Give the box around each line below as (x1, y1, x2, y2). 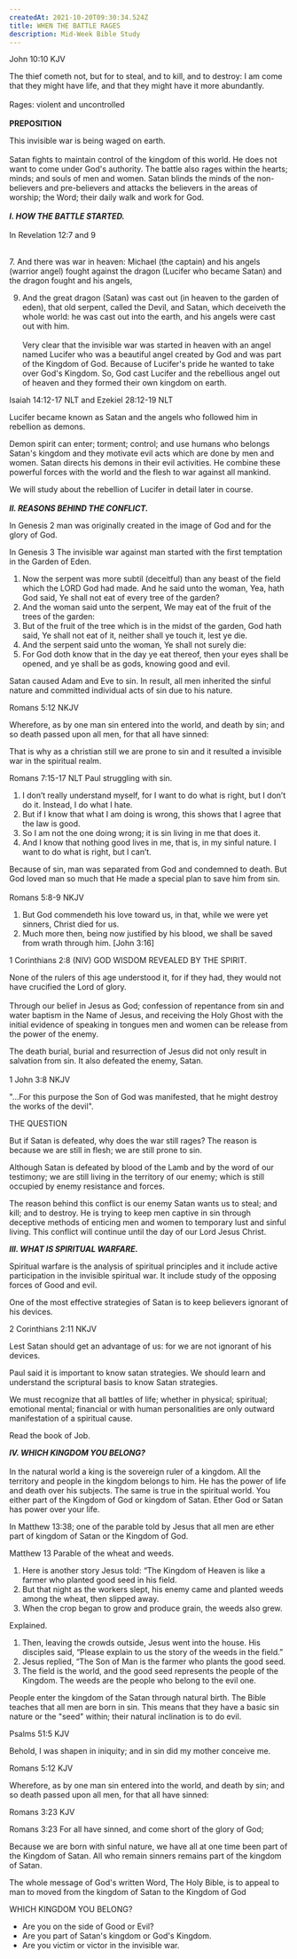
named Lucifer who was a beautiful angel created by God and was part (21, 349, 282, 360)
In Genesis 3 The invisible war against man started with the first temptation (9, 547, 283, 558)
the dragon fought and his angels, (9, 275, 133, 286)
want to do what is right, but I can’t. (21, 847, 152, 857)
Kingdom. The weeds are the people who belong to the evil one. (21, 1676, 257, 1686)
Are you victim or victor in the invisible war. (21, 1940, 180, 1951)
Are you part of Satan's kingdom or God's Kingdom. (21, 1931, 212, 1941)
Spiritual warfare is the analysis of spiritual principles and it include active (9, 1261, 277, 1271)
